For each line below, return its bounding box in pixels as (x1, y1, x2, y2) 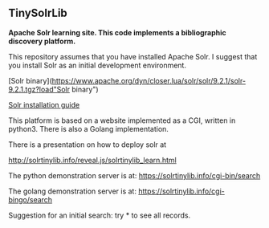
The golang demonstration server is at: (8, 186, 137, 196)
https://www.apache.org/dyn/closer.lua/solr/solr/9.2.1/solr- (51, 75, 247, 85)
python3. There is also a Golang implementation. (8, 124, 169, 133)
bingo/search (8, 194, 53, 204)
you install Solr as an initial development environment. (8, 60, 187, 70)
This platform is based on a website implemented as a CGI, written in (8, 116, 236, 125)
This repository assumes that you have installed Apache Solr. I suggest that (8, 51, 258, 61)
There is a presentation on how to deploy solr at (8, 140, 167, 149)
